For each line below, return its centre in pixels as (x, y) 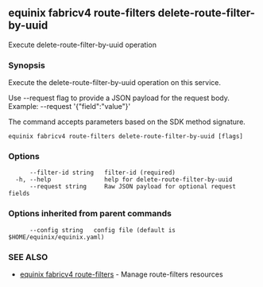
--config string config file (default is (102, 230)
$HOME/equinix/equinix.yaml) (56, 237)
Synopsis (27, 65)
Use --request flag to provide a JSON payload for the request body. (119, 98)
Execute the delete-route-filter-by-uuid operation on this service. (114, 83)
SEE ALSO (28, 257)
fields (19, 194)
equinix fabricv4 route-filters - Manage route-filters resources (122, 274)
